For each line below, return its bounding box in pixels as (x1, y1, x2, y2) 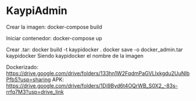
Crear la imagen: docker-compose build (6, 23, 103, 30)
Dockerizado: (6, 63, 39, 71)
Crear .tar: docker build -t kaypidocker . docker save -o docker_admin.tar (6, 46, 183, 53)
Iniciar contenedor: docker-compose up (6, 34, 103, 41)
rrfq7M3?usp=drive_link (6, 88, 64, 95)
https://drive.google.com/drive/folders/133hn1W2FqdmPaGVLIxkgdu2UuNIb (6, 69, 190, 76)
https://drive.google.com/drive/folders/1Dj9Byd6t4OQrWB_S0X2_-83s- (6, 82, 178, 89)
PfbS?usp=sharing (6, 76, 51, 83)
